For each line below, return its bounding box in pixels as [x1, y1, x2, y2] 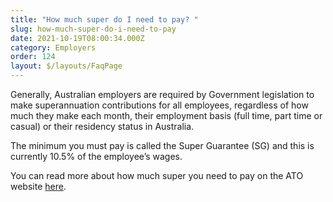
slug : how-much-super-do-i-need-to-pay [10, 24, 177, 34]
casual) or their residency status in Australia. [10, 121, 195, 132]
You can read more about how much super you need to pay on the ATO [10, 170, 304, 181]
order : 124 [10, 52, 56, 62]
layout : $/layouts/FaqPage [10, 61, 123, 71]
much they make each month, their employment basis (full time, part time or [10, 110, 323, 121]
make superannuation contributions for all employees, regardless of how [10, 99, 309, 111]
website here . [10, 181, 67, 192]
